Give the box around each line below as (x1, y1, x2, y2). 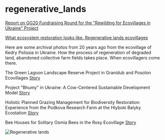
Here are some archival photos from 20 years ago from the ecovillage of (5, 44, 152, 50)
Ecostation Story (5, 110, 39, 116)
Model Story (5, 90, 31, 95)
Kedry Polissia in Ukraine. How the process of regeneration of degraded (5, 49, 152, 55)
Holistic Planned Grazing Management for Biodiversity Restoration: (5, 99, 141, 105)
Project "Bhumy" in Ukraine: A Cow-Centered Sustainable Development (5, 84, 150, 90)
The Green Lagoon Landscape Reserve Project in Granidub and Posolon (5, 69, 151, 75)
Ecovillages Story (5, 75, 40, 81)
